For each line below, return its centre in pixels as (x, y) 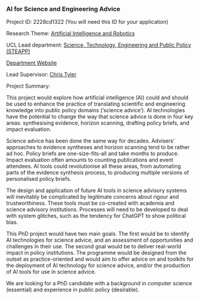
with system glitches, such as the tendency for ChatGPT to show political (96, 216)
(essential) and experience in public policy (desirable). (73, 290)
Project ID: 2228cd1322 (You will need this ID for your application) (87, 22)
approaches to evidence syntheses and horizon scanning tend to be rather (98, 147)
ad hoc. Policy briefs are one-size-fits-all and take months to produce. (93, 153)
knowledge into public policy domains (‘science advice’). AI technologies (96, 110)
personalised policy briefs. (39, 179)
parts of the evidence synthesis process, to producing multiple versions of (98, 172)
